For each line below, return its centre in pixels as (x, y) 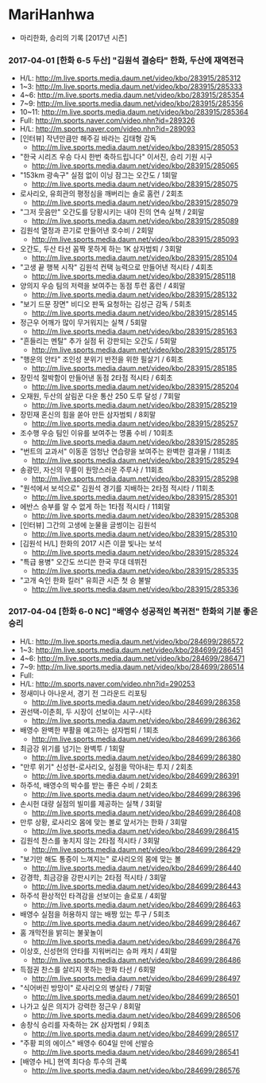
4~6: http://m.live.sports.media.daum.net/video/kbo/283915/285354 (132, 95)
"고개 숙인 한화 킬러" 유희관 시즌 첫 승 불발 (85, 581)
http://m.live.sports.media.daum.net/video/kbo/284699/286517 (135, 1034)
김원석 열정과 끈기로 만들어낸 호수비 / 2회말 (87, 231)
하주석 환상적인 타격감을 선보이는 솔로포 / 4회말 (93, 895)
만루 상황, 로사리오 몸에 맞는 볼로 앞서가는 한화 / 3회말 (104, 822)
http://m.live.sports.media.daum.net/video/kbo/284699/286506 (136, 1015)
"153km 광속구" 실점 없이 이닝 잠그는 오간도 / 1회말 (98, 175)
